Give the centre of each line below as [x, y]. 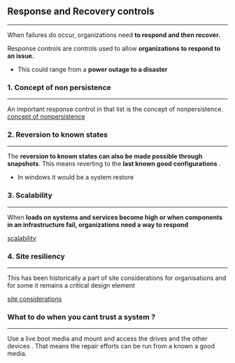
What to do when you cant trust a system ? [81, 317]
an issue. [21, 56]
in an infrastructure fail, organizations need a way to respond [98, 224]
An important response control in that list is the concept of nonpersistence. [115, 109]
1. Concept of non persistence [59, 87]
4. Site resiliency [36, 256]
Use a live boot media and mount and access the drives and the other [107, 339]
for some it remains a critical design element [71, 285]
